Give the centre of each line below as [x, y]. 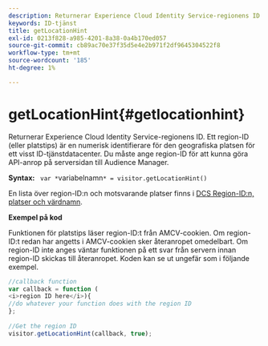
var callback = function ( [53, 289]
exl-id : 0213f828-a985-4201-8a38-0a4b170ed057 [87, 38]
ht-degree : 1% [32, 68]
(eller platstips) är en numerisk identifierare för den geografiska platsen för [132, 145]
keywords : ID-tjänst [43, 23]
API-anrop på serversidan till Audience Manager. [89, 162]
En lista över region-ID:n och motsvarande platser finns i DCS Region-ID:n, [131, 193]
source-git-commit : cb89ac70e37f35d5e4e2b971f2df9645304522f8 [114, 46]
